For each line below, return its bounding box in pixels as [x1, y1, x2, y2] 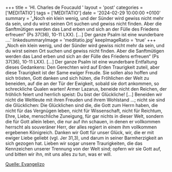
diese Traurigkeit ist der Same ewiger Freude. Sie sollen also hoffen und [5, 70, 158, 76]
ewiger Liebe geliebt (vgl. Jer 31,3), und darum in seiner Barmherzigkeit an [5, 135, 163, 141]
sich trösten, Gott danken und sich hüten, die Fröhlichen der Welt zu [5, 75, 149, 81]
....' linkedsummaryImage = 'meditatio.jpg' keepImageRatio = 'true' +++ [5, 37, 157, 43]
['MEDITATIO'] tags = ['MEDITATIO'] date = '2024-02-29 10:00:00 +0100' [5, 10, 161, 16]
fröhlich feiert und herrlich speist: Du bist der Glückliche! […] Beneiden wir [5, 92, 163, 97]
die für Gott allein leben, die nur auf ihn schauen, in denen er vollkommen [5, 119, 161, 124]
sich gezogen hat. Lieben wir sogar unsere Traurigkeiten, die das [5, 140, 143, 146]
